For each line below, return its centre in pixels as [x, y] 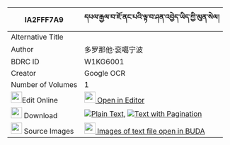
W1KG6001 [104, 62]
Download [41, 116]
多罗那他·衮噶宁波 [114, 50]
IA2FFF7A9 [44, 19]
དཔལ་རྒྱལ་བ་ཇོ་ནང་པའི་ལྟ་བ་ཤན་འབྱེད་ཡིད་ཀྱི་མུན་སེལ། [152, 17]
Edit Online [40, 100]
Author [22, 49]
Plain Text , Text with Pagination [146, 114]
